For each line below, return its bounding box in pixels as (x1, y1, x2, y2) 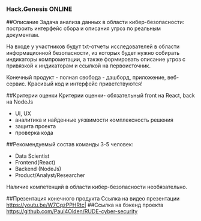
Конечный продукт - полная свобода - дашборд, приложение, (6, 74, 166, 81)
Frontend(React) (14, 159, 56, 166)
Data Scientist (14, 152, 50, 160)
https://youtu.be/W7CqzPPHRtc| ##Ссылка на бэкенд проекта (6, 201, 164, 209)
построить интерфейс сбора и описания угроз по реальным (6, 25, 161, 32)
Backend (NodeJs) (14, 165, 62, 173)
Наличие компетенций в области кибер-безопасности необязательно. (6, 183, 188, 191)
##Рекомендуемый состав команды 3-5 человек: (6, 141, 134, 148)
